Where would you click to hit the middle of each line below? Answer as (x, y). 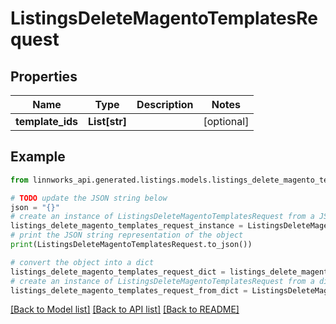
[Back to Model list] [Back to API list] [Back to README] (125, 309)
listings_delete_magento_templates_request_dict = (118, 272)
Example (38, 157)
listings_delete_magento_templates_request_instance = (127, 226)
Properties (44, 76)
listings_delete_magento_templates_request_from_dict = (129, 290)
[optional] (226, 121)
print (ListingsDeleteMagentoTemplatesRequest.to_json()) (131, 245)
